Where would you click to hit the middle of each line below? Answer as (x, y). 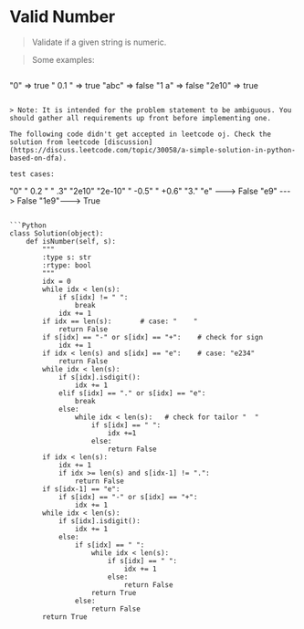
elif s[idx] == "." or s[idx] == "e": (132, 393)
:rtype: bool (67, 265)
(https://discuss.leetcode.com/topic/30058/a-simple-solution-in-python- (153, 150)
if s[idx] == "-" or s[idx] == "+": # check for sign (152, 337)
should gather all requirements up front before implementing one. (141, 118)
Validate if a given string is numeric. (99, 42)
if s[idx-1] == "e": (81, 489)
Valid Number (63, 17)
